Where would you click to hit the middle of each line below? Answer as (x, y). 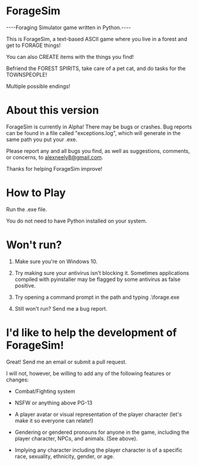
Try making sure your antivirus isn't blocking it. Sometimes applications (102, 273)
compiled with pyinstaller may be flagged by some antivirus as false (98, 279)
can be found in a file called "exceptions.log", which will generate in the (93, 133)
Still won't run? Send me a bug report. (61, 308)
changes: (17, 380)
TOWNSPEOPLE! (27, 74)
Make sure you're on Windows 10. (56, 261)
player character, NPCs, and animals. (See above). (76, 438)
